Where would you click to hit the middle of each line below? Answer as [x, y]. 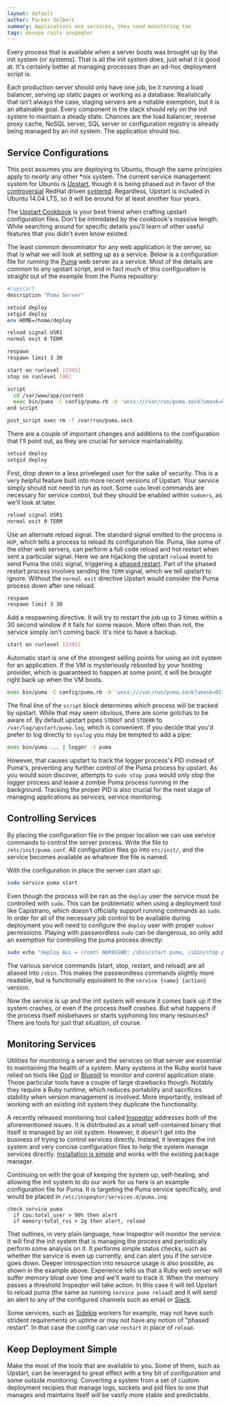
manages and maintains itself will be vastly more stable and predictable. [109, 1395]
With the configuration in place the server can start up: [85, 870]
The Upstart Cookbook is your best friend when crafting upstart [97, 212]
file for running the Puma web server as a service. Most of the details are [110, 262]
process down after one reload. [51, 585]
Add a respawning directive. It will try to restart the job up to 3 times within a [115, 617]
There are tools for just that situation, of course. [74, 1022]
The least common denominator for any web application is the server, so [109, 247]
